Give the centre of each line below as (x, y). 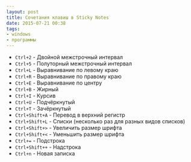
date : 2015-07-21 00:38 (36, 23)
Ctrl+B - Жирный (37, 89)
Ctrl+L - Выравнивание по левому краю (67, 70)
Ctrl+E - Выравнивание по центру (58, 83)
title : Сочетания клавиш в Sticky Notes (58, 18)
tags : (13, 29)
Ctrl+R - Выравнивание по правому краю (68, 76)
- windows (19, 34)
